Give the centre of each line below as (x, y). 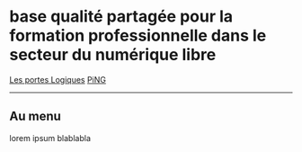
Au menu (35, 116)
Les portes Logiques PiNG (58, 79)
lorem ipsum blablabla (50, 138)
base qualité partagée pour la (121, 17)
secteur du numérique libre (113, 55)
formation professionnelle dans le (138, 36)
